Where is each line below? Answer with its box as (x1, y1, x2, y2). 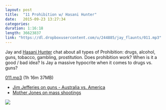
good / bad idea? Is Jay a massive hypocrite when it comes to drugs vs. (5, 59, 153, 65)
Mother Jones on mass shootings (12, 89, 81, 95)
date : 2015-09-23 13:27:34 (5, 16, 66, 21)
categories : (5, 21, 30, 26)
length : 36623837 (5, 30, 41, 35)
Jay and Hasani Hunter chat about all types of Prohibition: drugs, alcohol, (5, 48, 156, 55)
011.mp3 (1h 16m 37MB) (5, 74, 54, 80)
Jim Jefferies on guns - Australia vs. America (12, 84, 106, 90)
